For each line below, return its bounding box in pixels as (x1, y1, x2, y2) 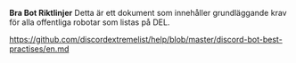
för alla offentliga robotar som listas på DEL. (9, 17, 170, 28)
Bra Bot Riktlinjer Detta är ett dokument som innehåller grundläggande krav (9, 8, 287, 18)
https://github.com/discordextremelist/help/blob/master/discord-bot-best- (9, 35, 283, 44)
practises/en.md (9, 43, 70, 54)
